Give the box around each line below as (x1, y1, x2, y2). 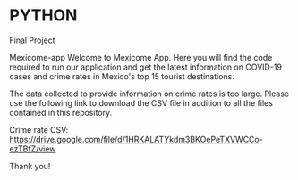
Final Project (9, 35, 55, 45)
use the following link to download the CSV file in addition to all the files (9, 97, 273, 108)
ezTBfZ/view (9, 143, 56, 154)
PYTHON (9, 5, 78, 26)
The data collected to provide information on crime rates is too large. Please (9, 88, 289, 99)
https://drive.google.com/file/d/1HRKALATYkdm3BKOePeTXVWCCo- (9, 134, 264, 144)
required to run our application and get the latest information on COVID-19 (9, 61, 282, 72)
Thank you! (9, 160, 51, 171)
